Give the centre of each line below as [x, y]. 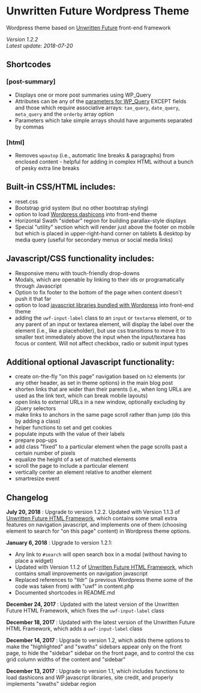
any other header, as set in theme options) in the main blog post [94, 383]
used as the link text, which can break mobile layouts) [81, 396]
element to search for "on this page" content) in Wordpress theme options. [98, 531]
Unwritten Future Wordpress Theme [98, 11]
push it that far [33, 298]
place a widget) [34, 561]
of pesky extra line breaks [47, 168]
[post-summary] [31, 82]
